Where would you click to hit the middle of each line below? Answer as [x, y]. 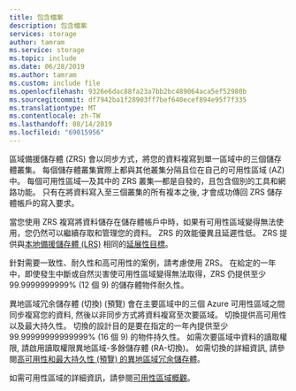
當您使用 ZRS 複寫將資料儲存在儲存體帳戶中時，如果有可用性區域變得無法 [143, 221]
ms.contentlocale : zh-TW [55, 116]
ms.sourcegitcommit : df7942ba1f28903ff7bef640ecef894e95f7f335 [128, 100]
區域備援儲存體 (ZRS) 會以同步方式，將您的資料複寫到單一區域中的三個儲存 [145, 158]
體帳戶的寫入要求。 [44, 203]
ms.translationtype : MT [53, 108]
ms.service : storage [47, 50]
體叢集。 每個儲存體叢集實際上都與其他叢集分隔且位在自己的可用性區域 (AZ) [147, 170]
